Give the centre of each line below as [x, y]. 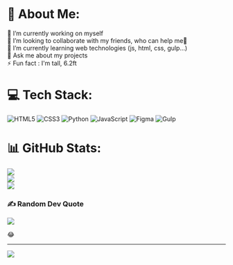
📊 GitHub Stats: [54, 148]
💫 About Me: [44, 14]
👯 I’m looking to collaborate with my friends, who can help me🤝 [97, 40]
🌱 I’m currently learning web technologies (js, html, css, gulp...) [97, 48]
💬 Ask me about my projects [48, 55]
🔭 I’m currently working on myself [55, 33]
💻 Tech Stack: [50, 95]
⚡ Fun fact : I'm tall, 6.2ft [42, 63]
